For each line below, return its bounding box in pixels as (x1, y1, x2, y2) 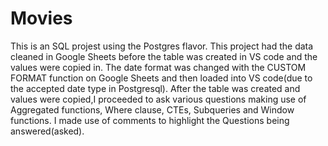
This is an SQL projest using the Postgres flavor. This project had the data (10, 40, 314, 52)
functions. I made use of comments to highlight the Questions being (10, 114, 290, 126)
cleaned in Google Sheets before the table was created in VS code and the (10, 50, 318, 62)
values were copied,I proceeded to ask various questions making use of (10, 93, 307, 105)
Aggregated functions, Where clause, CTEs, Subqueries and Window (10, 103, 295, 116)
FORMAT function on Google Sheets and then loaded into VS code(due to (10, 72, 313, 84)
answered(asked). (10, 125, 85, 137)
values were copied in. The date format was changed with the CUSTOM (10, 61, 307, 73)
